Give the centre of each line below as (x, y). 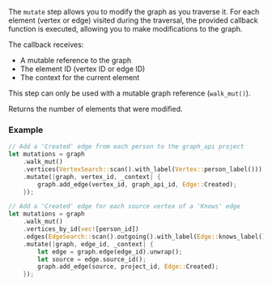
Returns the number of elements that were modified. (96, 109)
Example (26, 130)
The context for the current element (80, 77)
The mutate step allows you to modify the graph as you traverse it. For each (134, 12)
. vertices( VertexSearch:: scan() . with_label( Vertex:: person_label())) (143, 169)
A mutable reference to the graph (76, 60)
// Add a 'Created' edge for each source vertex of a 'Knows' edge (125, 207)
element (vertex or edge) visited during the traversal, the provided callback (134, 20)
